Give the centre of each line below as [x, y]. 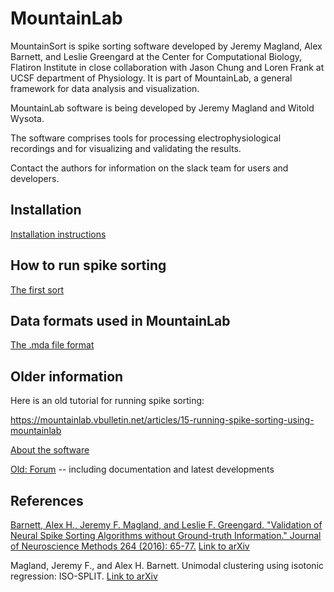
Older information [67, 376]
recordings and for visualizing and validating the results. [126, 148]
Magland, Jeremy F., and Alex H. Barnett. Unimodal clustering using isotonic [167, 565]
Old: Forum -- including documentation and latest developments [142, 469]
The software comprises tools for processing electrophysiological [146, 138]
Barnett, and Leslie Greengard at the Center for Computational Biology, [156, 56]
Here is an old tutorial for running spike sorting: [107, 401]
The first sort [37, 289]
